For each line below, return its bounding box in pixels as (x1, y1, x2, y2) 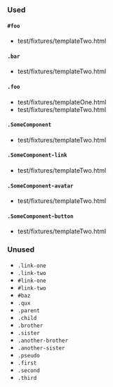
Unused (7, 245, 35, 254)
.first (17, 360, 37, 367)
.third (17, 374, 37, 381)
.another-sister (17, 344, 65, 352)
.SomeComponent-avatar (7, 182, 74, 190)
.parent (17, 307, 40, 314)
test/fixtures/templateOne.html (17, 97, 107, 106)
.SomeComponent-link (7, 152, 68, 159)
